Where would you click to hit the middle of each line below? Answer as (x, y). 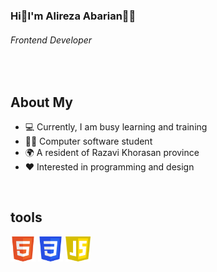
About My (41, 102)
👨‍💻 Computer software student (88, 141)
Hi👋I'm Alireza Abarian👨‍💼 (73, 16)
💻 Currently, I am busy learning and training (116, 126)
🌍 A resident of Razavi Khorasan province (112, 152)
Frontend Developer (51, 40)
